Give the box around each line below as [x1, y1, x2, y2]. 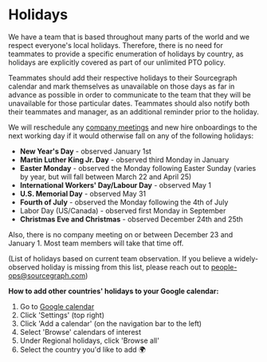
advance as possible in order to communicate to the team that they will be [8, 90, 251, 99]
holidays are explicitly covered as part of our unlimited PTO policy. [8, 58, 226, 67]
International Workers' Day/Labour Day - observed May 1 [19, 180, 211, 189]
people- [210, 262, 238, 272]
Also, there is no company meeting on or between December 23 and [8, 229, 234, 239]
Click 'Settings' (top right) [19, 310, 105, 320]
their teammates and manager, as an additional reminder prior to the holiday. [8, 106, 259, 117]
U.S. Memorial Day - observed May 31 [19, 189, 146, 198]
